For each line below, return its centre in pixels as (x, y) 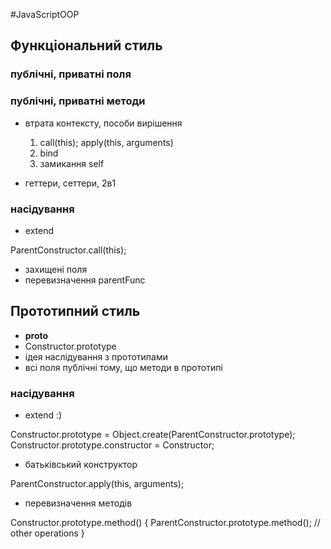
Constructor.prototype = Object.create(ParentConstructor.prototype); (153, 435)
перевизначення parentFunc (85, 280)
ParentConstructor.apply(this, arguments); (97, 484)
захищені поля (56, 269)
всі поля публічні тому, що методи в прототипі (123, 367)
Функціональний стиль (86, 45)
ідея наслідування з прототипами (96, 356)
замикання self (72, 163)
